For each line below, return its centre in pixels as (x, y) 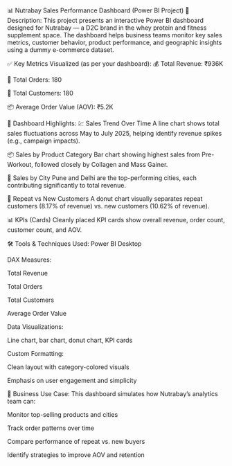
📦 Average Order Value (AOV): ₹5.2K (60, 107)
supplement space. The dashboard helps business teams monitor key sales (115, 35)
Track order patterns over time (51, 428)
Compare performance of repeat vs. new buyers (76, 441)
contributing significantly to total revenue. (67, 185)
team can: (21, 401)
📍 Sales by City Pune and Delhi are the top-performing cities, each (102, 178)
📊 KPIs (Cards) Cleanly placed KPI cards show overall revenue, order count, (116, 220)
